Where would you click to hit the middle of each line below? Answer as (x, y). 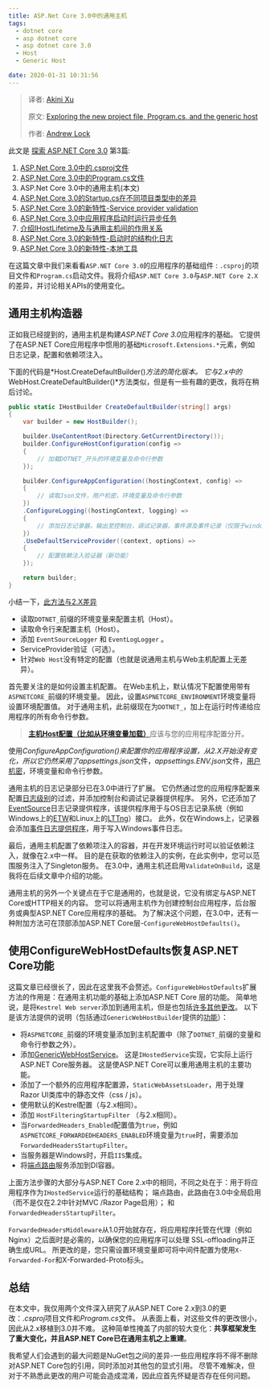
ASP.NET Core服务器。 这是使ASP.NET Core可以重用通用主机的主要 (132, 1064)
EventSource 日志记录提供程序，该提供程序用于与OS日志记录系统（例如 (126, 808)
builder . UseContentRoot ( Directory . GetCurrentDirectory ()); (124, 437)
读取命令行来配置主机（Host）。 (72, 628)
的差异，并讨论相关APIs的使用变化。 (69, 285)
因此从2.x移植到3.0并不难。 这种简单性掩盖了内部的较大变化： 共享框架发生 (132, 1328)
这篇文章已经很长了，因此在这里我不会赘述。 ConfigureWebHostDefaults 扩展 (133, 987)
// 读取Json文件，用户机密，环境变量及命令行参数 (110, 496)
